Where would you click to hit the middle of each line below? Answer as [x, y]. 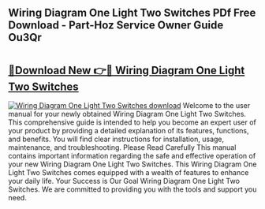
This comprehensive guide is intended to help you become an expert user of [132, 122]
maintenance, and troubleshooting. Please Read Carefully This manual [122, 147]
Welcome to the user [216, 105]
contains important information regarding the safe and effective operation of [132, 156]
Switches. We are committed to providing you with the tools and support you [132, 189]
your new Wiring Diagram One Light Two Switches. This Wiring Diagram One [132, 164]
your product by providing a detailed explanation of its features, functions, [129, 131]
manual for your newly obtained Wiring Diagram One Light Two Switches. [127, 114]
